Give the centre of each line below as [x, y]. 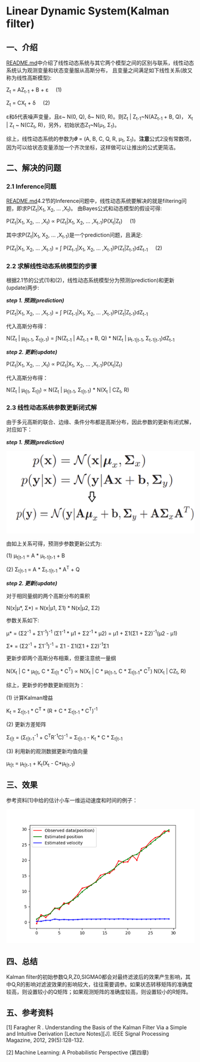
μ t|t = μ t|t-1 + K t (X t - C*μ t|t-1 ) [41, 764]
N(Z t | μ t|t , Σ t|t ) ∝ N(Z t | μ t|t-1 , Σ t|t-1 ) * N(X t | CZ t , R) [68, 390]
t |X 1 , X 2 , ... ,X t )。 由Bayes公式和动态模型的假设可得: [99, 209]
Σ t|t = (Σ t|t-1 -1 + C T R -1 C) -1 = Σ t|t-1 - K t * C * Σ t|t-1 [64, 738]
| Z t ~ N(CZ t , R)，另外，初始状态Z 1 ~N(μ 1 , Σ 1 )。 [63, 126]
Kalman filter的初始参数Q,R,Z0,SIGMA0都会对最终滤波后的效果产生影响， [96, 977]
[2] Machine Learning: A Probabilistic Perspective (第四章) [78, 1052]
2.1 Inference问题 [31, 187]
